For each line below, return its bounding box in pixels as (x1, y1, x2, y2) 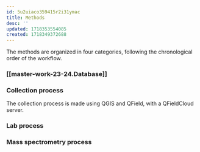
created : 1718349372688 (6, 32, 67, 38)
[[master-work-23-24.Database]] (6, 70, 108, 78)
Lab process (6, 122, 44, 130)
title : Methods (6, 15, 45, 21)
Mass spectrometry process (6, 138, 92, 147)
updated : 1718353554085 (6, 26, 67, 32)
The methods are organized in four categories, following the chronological (6, 48, 193, 55)
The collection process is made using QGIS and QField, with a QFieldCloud (6, 100, 194, 107)
